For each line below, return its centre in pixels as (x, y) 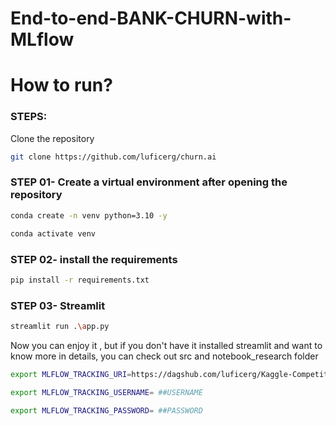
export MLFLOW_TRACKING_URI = (71, 374)
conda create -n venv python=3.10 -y (89, 215)
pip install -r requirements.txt (80, 280)
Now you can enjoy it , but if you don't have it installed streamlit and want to (166, 345)
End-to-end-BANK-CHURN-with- (151, 18)
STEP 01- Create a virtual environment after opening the (149, 182)
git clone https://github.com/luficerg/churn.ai (113, 157)
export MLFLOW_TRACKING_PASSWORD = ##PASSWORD (106, 410)
